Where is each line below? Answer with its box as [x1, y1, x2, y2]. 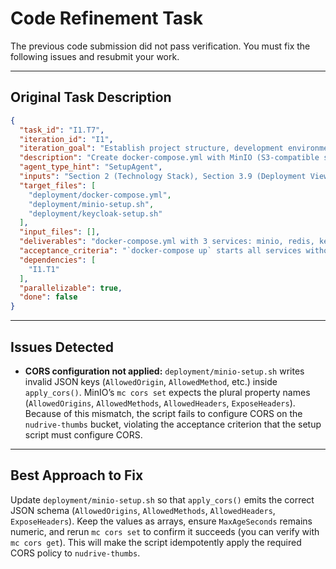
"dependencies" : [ [19, 255, 97, 265]
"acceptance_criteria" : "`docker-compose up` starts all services [19, 246, 302, 256]
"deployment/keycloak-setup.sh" [28, 208, 163, 219]
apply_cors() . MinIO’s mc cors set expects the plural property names [24, 386, 311, 398]
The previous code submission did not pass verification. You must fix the [10, 40, 311, 52]
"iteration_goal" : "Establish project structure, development [19, 143, 284, 154]
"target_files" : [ [19, 180, 97, 191]
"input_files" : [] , [19, 227, 101, 237]
